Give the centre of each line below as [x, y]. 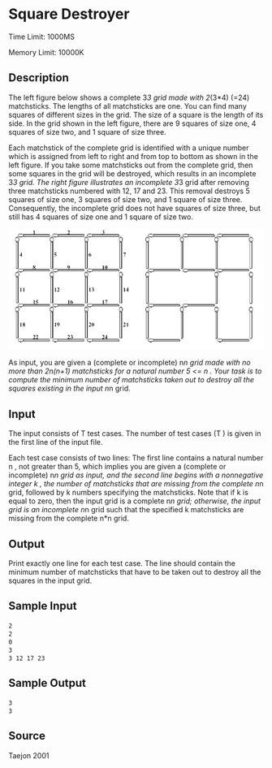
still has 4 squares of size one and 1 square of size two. [101, 217]
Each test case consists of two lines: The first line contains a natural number [136, 458]
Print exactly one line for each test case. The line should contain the [122, 563]
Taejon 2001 [29, 755]
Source [27, 736]
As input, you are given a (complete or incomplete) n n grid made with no [130, 363]
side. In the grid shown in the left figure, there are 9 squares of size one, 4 [132, 123]
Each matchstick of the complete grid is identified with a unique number [129, 148]
